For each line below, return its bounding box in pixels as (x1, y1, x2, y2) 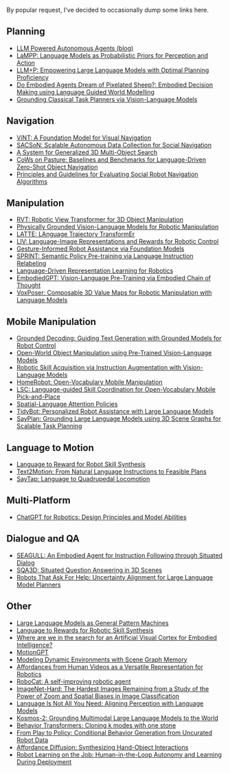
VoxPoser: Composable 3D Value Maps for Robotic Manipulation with (16, 288, 212, 297)
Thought (16, 282, 41, 290)
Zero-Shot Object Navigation (16, 162, 98, 171)
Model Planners (16, 580, 61, 589)
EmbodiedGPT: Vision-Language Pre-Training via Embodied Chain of (16, 274, 211, 282)
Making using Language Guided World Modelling (16, 87, 155, 96)
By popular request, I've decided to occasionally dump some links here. (6, 6, 209, 14)
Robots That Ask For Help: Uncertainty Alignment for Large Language (16, 573, 214, 581)
